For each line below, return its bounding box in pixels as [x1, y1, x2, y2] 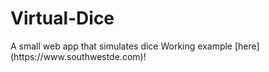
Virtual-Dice [10, 7, 115, 30]
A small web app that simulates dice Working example [10, 40, 233, 52]
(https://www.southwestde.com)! [10, 50, 147, 62]
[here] [234, 40, 260, 52]
